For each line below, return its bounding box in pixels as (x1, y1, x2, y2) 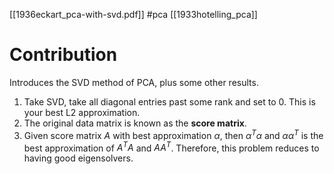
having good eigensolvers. (23, 152, 134, 164)
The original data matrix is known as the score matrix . (23, 117, 247, 129)
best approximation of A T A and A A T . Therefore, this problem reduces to (23, 140, 320, 154)
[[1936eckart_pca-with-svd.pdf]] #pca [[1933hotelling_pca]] (9, 9, 258, 20)
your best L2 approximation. (23, 106, 141, 118)
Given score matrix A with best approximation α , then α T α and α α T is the (23, 127, 324, 141)
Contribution (9, 44, 118, 66)
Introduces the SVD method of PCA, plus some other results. (9, 76, 259, 88)
